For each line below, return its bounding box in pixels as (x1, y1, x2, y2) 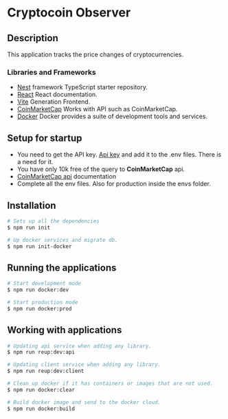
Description (7, 32, 58, 44)
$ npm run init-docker (7, 242, 72, 250)
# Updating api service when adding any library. (7, 342, 152, 350)
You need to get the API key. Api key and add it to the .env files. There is (16, 150, 222, 159)
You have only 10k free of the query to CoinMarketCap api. (16, 165, 185, 173)
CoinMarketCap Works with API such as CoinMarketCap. (16, 105, 178, 113)
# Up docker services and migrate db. (7, 236, 118, 243)
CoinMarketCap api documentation (16, 172, 117, 181)
